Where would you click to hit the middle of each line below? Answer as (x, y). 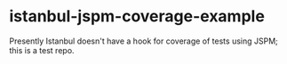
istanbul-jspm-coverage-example (137, 16)
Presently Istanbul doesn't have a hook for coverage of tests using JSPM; (143, 41)
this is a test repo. (42, 50)
